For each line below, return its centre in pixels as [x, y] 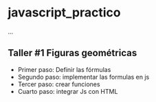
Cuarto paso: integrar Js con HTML [68, 91]
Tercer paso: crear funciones [59, 84]
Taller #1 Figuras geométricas [73, 53]
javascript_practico [64, 13]
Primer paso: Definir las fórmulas [64, 69]
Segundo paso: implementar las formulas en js [83, 77]
